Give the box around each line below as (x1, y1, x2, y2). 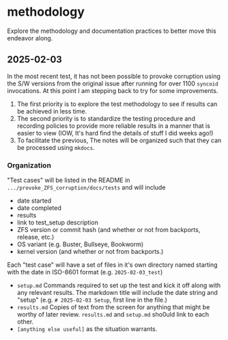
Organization (7, 160, 51, 170)
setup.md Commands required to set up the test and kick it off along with (16, 281, 220, 289)
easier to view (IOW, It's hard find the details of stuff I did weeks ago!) (16, 129, 214, 137)
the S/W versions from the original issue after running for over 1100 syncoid (7, 79, 218, 88)
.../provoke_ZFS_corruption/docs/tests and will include (7, 183, 166, 192)
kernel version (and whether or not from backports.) (16, 248, 164, 256)
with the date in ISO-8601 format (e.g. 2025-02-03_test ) (7, 268, 163, 276)
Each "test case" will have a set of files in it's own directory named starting (7, 261, 218, 269)
